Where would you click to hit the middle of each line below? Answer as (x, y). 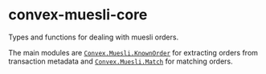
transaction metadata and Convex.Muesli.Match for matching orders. (121, 61)
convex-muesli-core (78, 15)
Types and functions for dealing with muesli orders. (94, 37)
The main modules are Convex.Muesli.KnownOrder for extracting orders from (133, 52)
